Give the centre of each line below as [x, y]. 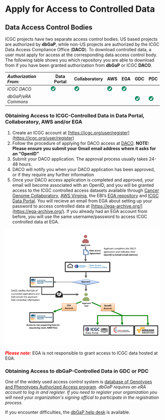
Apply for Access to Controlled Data [80, 9]
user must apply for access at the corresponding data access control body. [81, 55]
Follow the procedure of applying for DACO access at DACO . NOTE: [81, 143]
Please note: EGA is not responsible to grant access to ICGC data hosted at [82, 353]
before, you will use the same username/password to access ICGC [80, 216]
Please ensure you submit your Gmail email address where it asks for [84, 148]
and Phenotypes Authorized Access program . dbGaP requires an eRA [76, 387]
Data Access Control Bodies [49, 27]
